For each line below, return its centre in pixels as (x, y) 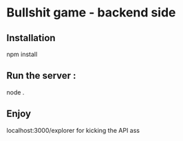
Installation (31, 38)
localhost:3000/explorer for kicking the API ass (73, 130)
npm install (22, 54)
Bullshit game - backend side (91, 13)
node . (15, 92)
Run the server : (41, 76)
